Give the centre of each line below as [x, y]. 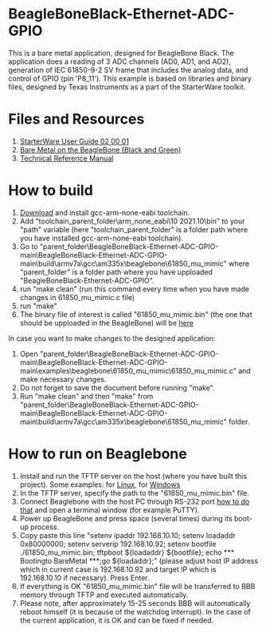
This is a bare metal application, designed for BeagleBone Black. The [121, 53]
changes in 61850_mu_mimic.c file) [77, 297]
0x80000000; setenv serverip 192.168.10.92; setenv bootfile [118, 544]
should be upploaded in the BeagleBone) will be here [106, 322]
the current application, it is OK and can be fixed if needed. [117, 620]
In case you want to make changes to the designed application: [112, 338]
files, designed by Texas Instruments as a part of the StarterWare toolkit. [127, 87]
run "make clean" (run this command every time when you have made [135, 289]
